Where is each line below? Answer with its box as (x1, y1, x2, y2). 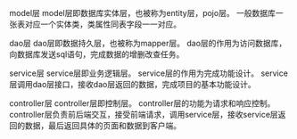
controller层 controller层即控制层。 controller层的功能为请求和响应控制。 (9, 98, 276, 109)
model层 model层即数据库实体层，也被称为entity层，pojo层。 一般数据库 (9, 8, 276, 18)
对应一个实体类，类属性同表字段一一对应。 (24, 19, 181, 29)
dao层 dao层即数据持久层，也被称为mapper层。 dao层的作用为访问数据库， (9, 38, 287, 48)
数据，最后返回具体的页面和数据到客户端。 (24, 120, 181, 131)
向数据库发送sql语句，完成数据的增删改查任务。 (9, 49, 185, 60)
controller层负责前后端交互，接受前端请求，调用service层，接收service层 (9, 110, 278, 119)
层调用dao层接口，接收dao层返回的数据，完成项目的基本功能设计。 (9, 79, 256, 89)
